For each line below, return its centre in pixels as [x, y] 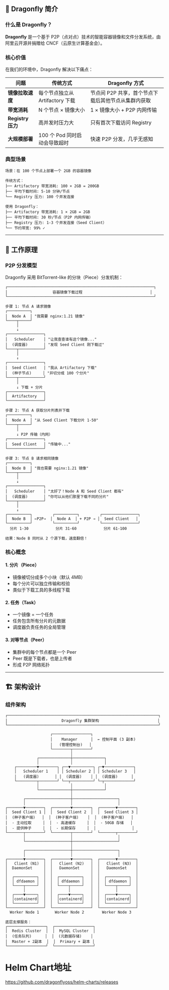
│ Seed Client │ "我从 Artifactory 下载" [51, 368]
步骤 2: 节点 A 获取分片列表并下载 [37, 410]
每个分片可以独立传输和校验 [41, 583]
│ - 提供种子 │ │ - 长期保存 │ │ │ [70, 828]
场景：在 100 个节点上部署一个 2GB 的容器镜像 [48, 171]
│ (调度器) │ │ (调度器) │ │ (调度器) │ [74, 777]
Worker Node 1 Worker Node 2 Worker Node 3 [71, 912]
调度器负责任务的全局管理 [39, 627]
